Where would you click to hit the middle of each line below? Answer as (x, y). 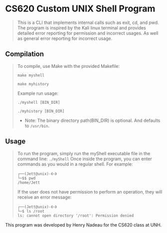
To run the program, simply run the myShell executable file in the (84, 153)
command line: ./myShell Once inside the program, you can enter (84, 159)
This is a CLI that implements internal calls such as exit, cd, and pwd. (88, 22)
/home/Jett (29, 183)
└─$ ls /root (31, 211)
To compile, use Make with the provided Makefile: (68, 66)
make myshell (31, 75)
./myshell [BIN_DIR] (39, 102)
